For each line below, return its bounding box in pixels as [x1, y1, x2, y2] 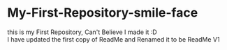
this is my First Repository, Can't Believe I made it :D [7, 28, 157, 36]
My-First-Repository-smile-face [7, 5, 198, 21]
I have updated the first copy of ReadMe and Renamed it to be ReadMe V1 [7, 35, 220, 43]
